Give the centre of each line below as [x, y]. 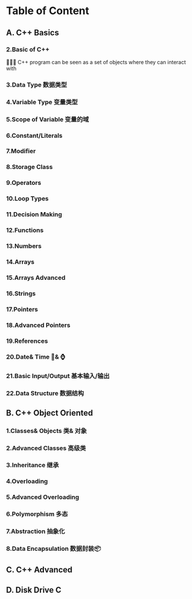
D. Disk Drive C [34, 590]
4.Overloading [27, 481]
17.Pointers [22, 309]
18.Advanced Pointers [38, 325]
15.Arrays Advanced [36, 277]
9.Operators [24, 183]
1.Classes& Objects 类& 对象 [46, 431]
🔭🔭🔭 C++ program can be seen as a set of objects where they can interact [96, 62]
